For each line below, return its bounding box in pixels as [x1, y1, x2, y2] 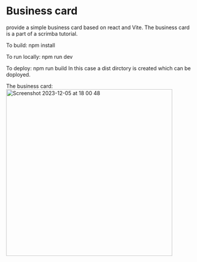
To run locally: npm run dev [6, 53, 73, 60]
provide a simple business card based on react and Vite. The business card [6, 24, 190, 31]
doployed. [6, 71, 31, 78]
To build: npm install [6, 42, 55, 49]
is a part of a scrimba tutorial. [6, 30, 78, 37]
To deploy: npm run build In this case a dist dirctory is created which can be [6, 64, 191, 72]
